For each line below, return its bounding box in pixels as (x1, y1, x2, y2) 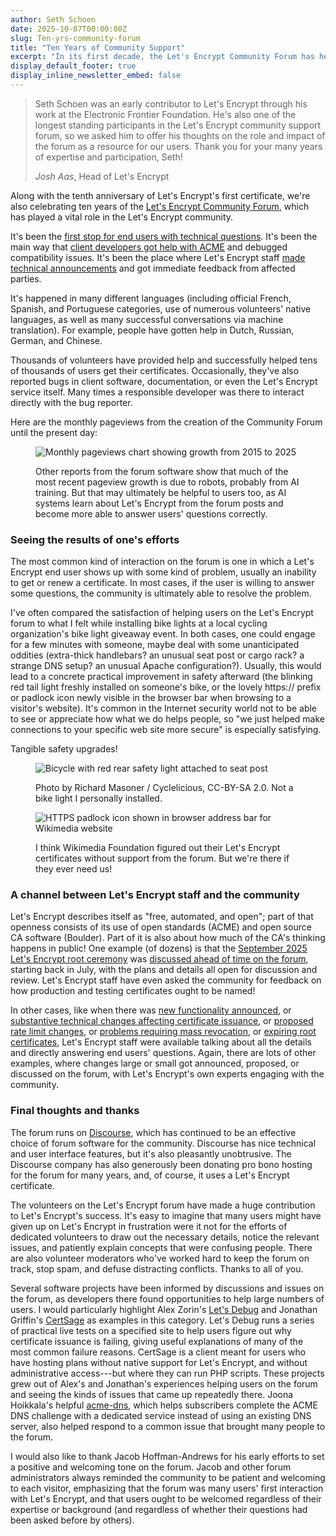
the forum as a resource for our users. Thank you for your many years (34, 140, 323, 152)
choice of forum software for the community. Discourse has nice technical (10, 1137, 317, 1149)
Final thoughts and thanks (10, 1104, 140, 1118)
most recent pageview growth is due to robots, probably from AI (35, 476, 300, 488)
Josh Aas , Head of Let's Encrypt (34, 170, 170, 182)
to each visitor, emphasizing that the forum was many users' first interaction (10, 1482, 324, 1494)
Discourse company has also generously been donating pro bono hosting (10, 1158, 313, 1170)
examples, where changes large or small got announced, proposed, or (10, 1057, 300, 1070)
